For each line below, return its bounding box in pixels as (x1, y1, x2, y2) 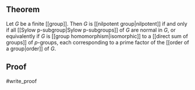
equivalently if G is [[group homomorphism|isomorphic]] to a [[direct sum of (6, 32, 188, 40)
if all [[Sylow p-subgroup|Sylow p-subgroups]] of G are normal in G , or (6, 26, 176, 33)
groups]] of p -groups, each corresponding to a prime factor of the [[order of (6, 39, 189, 46)
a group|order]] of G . (6, 45, 56, 52)
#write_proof (6, 77, 37, 84)
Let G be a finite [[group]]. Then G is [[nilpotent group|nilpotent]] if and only (6, 20, 187, 27)
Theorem (6, 5, 40, 15)
